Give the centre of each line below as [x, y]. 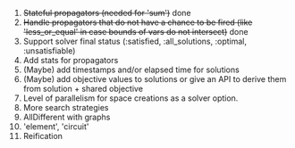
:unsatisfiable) [49, 51]
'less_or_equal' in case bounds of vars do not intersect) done [135, 32]
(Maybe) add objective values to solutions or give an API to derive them [155, 79]
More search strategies [66, 107]
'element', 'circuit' [56, 127]
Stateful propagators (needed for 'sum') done [107, 13]
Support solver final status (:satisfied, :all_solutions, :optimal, [135, 41]
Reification [43, 136]
